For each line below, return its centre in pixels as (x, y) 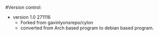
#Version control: (24, 7)
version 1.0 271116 (32, 17)
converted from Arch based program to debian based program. (87, 28)
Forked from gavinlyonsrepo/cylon (57, 23)
